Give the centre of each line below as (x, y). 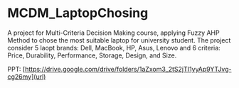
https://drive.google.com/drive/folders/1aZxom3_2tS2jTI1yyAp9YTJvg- (128, 69)
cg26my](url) (27, 77)
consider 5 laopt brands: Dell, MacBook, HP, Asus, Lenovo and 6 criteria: (114, 48)
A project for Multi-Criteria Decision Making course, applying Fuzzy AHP (113, 33)
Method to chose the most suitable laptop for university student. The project (119, 40)
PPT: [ (16, 69)
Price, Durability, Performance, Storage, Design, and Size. (92, 55)
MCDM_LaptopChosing (78, 13)
